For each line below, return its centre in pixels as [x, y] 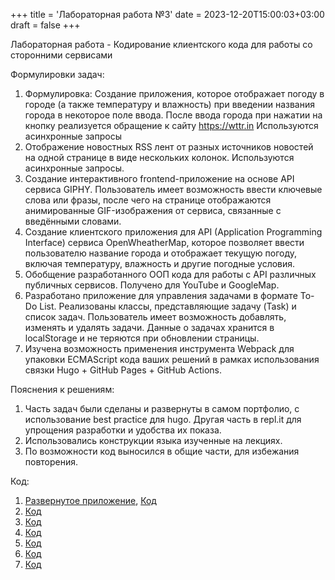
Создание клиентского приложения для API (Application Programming [173, 232]
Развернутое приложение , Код [90, 500]
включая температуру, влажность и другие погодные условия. [160, 263]
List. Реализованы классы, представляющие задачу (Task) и [168, 306]
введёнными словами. [73, 221]
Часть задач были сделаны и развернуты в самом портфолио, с [162, 408]
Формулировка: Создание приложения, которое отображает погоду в [174, 93]
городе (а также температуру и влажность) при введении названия [169, 104]
